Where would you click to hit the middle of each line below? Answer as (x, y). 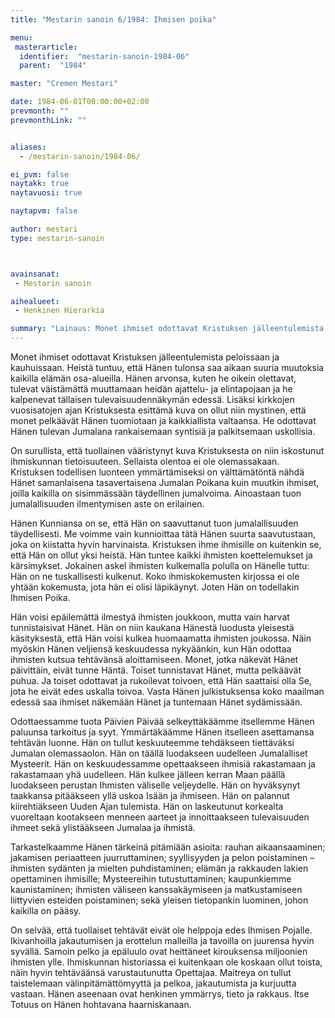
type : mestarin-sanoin (57, 238)
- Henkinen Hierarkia (59, 311)
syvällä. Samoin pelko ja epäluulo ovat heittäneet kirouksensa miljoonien (159, 951)
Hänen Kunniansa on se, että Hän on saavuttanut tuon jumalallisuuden (154, 523)
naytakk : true (40, 184)
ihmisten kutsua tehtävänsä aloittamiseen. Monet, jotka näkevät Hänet (154, 659)
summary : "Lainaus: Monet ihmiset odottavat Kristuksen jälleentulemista (167, 329)
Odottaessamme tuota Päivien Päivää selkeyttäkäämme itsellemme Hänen (162, 721)
